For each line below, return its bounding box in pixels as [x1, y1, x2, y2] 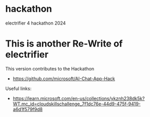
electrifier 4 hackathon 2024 [5, 20, 66, 26]
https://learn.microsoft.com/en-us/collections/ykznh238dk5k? [12, 95, 145, 101]
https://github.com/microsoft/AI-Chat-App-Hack [12, 75, 116, 82]
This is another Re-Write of [5, 38, 123, 50]
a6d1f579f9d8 [12, 106, 43, 112]
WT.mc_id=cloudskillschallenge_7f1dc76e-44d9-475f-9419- [12, 101, 141, 107]
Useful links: [5, 85, 32, 91]
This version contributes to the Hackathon [5, 65, 95, 72]
